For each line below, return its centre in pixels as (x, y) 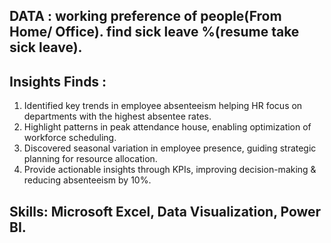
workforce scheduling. (70, 138)
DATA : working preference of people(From (145, 16)
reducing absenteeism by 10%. (87, 180)
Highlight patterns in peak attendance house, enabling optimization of (167, 127)
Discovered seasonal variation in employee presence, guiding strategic (170, 148)
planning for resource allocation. (90, 159)
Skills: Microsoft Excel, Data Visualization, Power (165, 211)
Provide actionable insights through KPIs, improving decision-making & (170, 170)
